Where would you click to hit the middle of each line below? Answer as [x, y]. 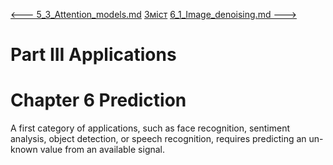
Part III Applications [93, 55]
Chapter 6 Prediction [98, 100]
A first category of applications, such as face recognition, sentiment [150, 128]
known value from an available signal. [88, 150]
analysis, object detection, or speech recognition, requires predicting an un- [167, 139]
